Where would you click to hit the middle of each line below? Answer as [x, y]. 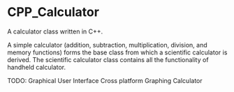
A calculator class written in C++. [55, 31]
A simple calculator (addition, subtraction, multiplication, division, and [107, 45]
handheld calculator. [37, 67]
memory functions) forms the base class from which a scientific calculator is [117, 52]
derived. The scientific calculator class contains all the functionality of [108, 59]
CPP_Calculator [53, 12]
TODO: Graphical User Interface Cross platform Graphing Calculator [105, 80]
